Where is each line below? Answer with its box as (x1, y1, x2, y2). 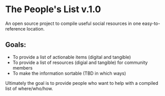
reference (5, 25, 26, 31)
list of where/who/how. (5, 85, 53, 91)
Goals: (5, 41, 26, 49)
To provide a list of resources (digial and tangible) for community (12, 59, 148, 66)
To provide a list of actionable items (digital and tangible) (12, 54, 131, 60)
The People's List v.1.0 (5, 4, 101, 15)
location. (26, 25, 45, 31)
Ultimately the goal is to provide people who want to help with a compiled (5, 80, 158, 86)
